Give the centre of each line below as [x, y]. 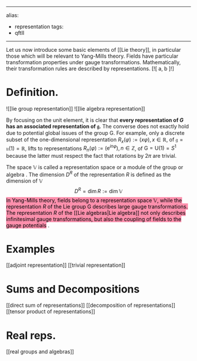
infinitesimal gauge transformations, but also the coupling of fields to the [94, 219]
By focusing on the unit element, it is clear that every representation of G [95, 120]
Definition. [32, 92]
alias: [12, 15]
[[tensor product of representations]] [51, 312]
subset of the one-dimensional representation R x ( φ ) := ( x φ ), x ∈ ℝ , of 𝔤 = [95, 140]
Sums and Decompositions [73, 289]
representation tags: [39, 27]
